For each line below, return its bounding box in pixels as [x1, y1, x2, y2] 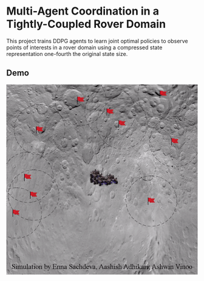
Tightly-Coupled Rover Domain [6, 17, 166, 31]
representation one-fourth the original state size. [6, 50, 128, 57]
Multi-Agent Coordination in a [6, 4, 160, 18]
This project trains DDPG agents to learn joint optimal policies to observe [6, 37, 188, 44]
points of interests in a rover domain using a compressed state [6, 44, 163, 51]
